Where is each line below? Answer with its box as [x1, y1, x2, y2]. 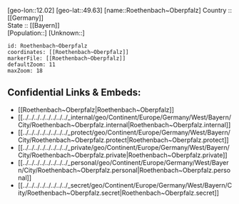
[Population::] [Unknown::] [7, 28, 86, 37]
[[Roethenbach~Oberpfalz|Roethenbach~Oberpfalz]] [17, 105, 175, 114]
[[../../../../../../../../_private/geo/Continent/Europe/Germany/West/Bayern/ [17, 143, 230, 151]
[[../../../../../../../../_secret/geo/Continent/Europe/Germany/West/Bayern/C [17, 181, 233, 189]
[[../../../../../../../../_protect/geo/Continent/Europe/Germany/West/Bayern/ [17, 128, 230, 136]
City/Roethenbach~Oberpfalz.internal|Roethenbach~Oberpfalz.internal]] [17, 120, 231, 129]
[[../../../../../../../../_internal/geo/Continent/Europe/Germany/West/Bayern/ [17, 113, 232, 122]
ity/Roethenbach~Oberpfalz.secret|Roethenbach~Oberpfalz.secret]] [17, 188, 220, 197]
